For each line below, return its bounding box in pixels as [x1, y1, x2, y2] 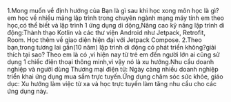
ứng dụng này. [7, 87, 48, 95]
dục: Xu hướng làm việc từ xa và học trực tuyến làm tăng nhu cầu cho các [7, 80, 217, 88]
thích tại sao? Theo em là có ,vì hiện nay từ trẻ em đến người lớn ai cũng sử [7, 50, 220, 59]
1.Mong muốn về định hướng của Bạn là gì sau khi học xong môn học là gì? [7, 7, 219, 14]
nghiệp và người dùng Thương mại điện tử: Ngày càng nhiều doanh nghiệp [7, 65, 219, 73]
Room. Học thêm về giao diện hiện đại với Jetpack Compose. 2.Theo [7, 36, 202, 44]
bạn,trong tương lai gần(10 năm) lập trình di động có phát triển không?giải [7, 43, 217, 51]
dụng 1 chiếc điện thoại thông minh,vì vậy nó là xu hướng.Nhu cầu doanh [7, 58, 214, 65]
